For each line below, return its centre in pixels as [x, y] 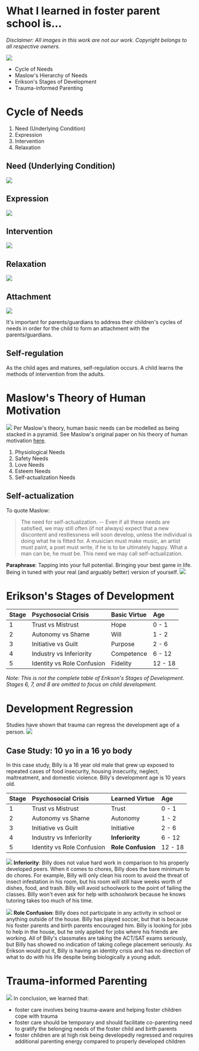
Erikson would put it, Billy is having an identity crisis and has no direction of [98, 951]
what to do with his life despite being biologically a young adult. [84, 957]
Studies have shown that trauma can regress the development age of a [93, 725]
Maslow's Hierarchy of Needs [51, 75]
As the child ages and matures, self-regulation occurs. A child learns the [94, 367]
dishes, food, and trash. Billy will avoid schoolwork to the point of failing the [99, 888]
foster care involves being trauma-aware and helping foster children [98, 1010]
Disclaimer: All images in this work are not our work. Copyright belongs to [97, 40]
